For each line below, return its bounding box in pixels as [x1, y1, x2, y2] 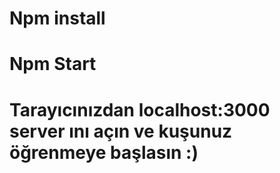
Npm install [9, 7, 106, 30]
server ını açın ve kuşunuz [9, 120, 233, 142]
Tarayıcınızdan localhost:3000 [9, 98, 271, 121]
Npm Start [9, 53, 97, 76]
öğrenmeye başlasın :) [9, 141, 199, 164]
